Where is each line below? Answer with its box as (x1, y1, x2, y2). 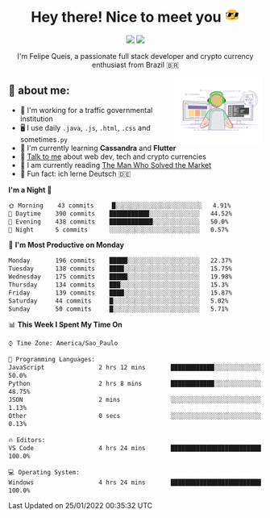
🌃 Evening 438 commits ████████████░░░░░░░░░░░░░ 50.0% (8, 217, 229, 226)
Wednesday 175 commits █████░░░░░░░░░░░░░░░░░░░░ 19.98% (8, 273, 232, 281)
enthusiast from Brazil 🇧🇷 (91, 60, 180, 69)
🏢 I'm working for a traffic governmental (19, 105, 153, 115)
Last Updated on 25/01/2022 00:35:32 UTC (8, 500, 153, 510)
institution (19, 114, 54, 123)
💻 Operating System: (8, 468, 81, 476)
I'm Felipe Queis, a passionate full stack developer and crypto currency (17, 51, 254, 61)
